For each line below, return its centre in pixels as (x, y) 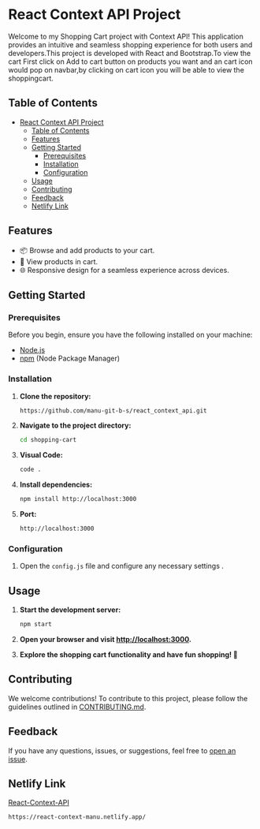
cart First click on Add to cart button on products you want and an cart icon (131, 62)
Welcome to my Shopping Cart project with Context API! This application (126, 36)
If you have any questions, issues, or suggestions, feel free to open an (122, 750)
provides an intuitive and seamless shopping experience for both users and (130, 44)
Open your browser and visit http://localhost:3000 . (105, 639)
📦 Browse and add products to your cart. (87, 250)
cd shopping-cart (48, 440)
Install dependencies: (56, 485)
